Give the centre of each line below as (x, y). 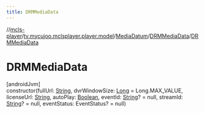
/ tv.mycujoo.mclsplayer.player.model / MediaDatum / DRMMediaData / (106, 36)
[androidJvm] (24, 84)
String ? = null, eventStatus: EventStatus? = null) (66, 103)
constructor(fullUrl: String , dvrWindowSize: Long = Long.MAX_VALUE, (95, 90)
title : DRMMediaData (33, 12)
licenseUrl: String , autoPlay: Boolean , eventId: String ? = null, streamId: (95, 97)
